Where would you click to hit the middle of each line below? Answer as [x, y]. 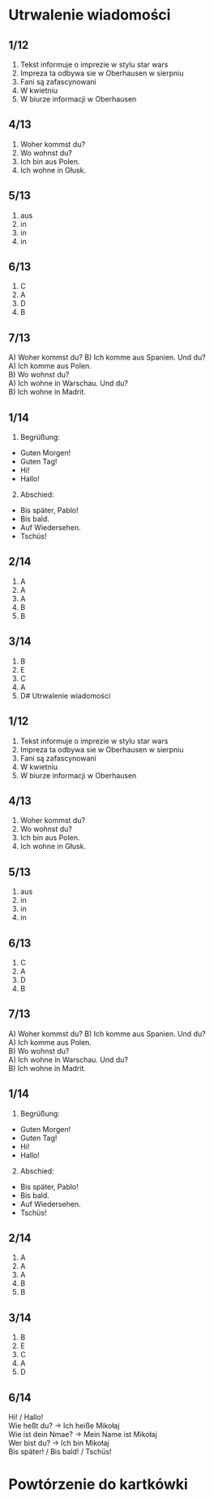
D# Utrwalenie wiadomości [65, 695]
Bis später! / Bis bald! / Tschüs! [60, 1452]
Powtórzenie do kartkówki [98, 1485]
